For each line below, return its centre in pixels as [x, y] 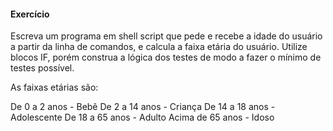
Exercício [30, 14]
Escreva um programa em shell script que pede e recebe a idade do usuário [166, 36]
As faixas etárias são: [54, 87]
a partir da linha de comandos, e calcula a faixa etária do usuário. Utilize [159, 47]
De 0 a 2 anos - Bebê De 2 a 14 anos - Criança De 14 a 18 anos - [143, 107]
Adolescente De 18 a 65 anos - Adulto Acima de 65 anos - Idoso [142, 117]
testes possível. [42, 68]
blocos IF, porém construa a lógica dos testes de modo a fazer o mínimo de [166, 57]
